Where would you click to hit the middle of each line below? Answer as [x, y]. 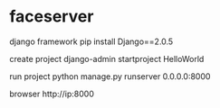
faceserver [52, 17]
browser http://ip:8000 [52, 94]
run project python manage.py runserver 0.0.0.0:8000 [110, 76]
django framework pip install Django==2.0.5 [91, 41]
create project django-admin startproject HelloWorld [107, 58]
